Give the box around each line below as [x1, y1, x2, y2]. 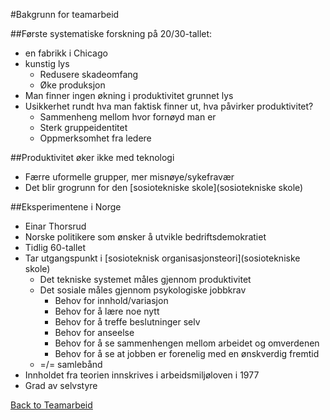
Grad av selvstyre [24, 380, 98, 391]
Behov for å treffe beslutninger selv [54, 316, 201, 328]
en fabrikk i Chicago [24, 47, 108, 59]
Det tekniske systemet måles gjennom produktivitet [39, 274, 252, 285]
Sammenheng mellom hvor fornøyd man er [39, 111, 217, 123]
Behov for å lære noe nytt [54, 305, 160, 317]
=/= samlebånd [39, 359, 103, 370]
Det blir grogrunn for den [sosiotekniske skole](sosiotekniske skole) [24, 182, 304, 193]
